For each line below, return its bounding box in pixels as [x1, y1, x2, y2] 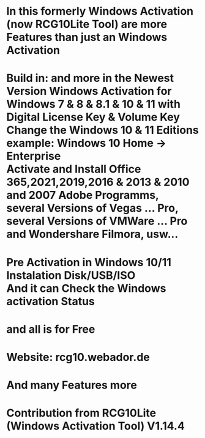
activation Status [6, 294, 95, 308]
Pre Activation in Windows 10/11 [6, 255, 171, 269]
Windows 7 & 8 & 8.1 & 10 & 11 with [6, 97, 181, 111]
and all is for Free [6, 322, 95, 336]
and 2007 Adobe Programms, [6, 188, 159, 202]
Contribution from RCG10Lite [6, 406, 157, 420]
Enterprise [6, 149, 61, 163]
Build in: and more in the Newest [6, 72, 174, 85]
